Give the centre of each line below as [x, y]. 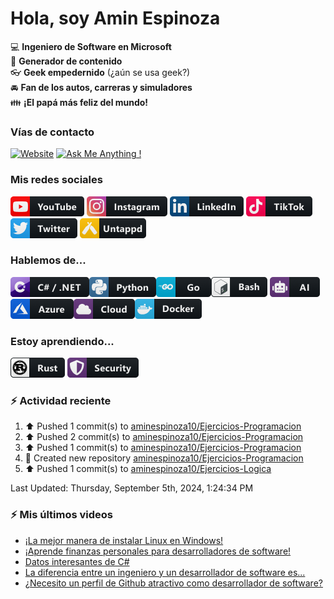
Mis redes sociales [56, 180]
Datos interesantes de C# [77, 561]
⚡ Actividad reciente [61, 401]
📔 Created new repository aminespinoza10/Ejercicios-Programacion [164, 458]
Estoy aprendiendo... [62, 341]
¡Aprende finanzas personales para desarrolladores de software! [158, 551]
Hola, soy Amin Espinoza [115, 18]
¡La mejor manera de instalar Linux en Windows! [124, 540]
